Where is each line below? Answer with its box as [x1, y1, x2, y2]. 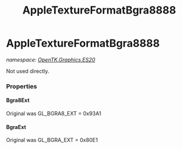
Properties [6, 82, 37, 90]
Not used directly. [6, 67, 50, 74]
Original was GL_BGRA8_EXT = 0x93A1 [6, 110, 102, 117]
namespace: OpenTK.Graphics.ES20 [6, 56, 96, 63]
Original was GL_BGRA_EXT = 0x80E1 [6, 137, 98, 144]
